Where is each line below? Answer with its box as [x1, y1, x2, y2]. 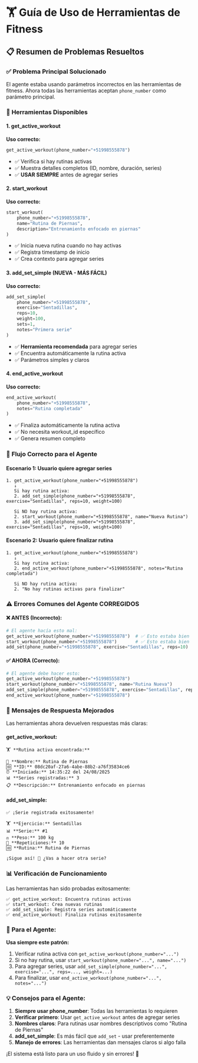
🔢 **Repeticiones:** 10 [6, 840, 65, 846]
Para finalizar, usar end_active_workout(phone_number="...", [14, 974, 162, 982]
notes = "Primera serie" [16, 326, 72, 332]
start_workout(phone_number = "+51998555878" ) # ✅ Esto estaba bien [6, 639, 190, 645]
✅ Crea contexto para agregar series [14, 256, 104, 263]
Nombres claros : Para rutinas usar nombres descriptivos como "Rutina [14, 1020, 187, 1027]
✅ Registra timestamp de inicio [14, 248, 90, 256]
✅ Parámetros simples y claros [14, 356, 90, 363]
